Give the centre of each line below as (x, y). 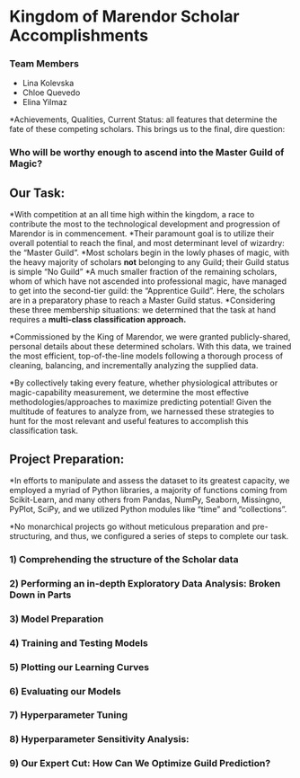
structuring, (31, 536)
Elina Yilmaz (44, 102)
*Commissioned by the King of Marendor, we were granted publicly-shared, (150, 337)
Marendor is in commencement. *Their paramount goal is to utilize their (142, 234)
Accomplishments (79, 35)
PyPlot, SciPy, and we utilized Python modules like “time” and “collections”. (148, 509)
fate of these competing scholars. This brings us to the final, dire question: (147, 129)
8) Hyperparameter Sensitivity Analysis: (100, 739)
